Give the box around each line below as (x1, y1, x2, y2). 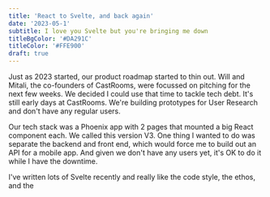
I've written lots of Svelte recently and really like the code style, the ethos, (8, 172, 255, 182)
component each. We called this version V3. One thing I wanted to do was (8, 131, 255, 140)
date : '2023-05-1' (8, 19, 71, 28)
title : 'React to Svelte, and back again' (8, 11, 154, 20)
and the (8, 181, 34, 191)
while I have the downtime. (8, 156, 98, 166)
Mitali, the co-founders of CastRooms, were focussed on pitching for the (8, 80, 251, 90)
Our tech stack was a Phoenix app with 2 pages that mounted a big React (8, 122, 254, 131)
